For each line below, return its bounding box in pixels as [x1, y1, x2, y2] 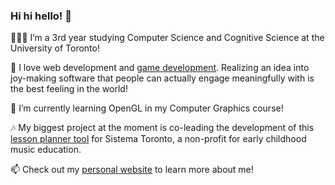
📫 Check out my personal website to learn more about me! [10, 164, 254, 176]
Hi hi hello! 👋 [10, 9, 72, 23]
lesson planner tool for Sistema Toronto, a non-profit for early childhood [10, 133, 307, 145]
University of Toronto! [10, 42, 100, 54]
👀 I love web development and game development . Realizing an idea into [10, 62, 310, 74]
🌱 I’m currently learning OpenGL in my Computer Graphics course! [10, 102, 284, 114]
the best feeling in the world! [10, 83, 128, 95]
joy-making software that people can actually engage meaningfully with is [10, 72, 315, 84]
